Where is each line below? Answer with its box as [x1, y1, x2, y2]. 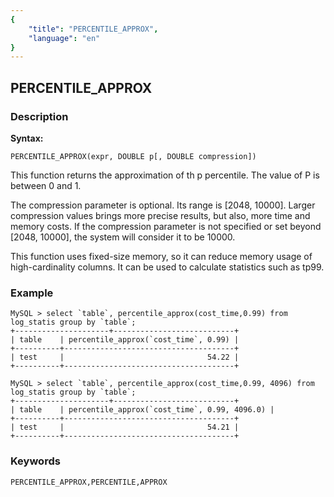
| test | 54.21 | [10, 422, 240, 433]
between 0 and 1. [10, 179, 82, 191]
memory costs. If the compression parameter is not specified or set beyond [10, 220, 322, 232]
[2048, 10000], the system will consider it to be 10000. [10, 231, 236, 243]
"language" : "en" [28, 33, 101, 43]
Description [10, 109, 69, 123]
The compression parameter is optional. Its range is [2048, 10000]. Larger [10, 199, 316, 211]
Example [10, 286, 54, 300]
